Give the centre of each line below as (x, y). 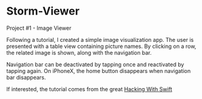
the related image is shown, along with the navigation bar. (79, 52)
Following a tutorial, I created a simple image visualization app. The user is (100, 39)
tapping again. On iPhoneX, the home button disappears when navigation (99, 70)
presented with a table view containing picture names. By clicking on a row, (101, 46)
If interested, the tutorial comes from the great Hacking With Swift (89, 89)
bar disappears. (26, 77)
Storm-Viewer (43, 11)
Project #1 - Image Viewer (39, 28)
